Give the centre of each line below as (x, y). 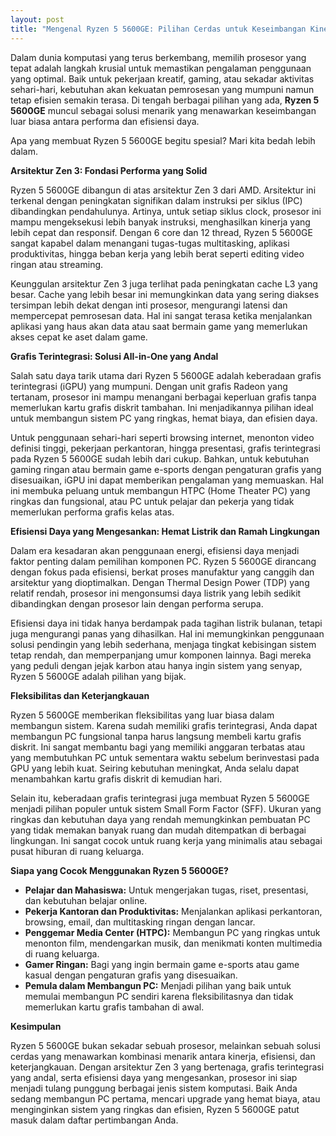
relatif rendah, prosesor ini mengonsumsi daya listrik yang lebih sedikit (156, 593)
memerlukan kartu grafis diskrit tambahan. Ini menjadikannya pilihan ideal (162, 407)
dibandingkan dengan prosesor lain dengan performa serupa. (137, 603)
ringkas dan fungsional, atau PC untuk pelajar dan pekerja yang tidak (152, 501)
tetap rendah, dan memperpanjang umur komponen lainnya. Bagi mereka (161, 655)
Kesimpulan (36, 1026)
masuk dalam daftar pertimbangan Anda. (94, 1120)
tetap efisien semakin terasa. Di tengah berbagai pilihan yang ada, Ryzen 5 (165, 100)
